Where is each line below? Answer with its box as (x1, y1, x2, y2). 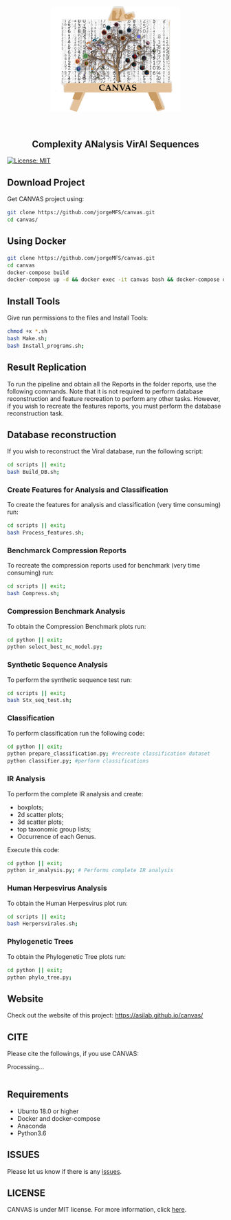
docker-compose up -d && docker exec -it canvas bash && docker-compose (7, 276, 220, 283)
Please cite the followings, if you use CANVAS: (7, 1050, 140, 1057)
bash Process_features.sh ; (7, 530, 85, 537)
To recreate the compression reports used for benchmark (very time (7, 561, 201, 570)
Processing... (7, 1063, 45, 1071)
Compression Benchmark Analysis (7, 606, 126, 616)
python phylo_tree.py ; (7, 974, 72, 981)
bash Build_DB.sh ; (7, 468, 60, 476)
